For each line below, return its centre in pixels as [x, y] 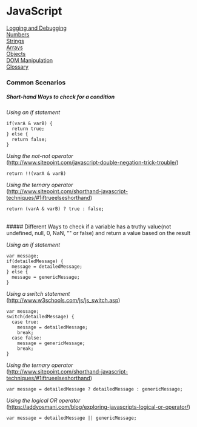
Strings [15, 41]
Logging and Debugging [36, 28]
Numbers [18, 34]
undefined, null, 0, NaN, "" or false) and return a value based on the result [98, 233]
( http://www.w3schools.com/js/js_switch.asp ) [63, 300]
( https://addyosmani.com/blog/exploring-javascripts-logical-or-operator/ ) [98, 407]
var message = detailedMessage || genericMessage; [72, 418]
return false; [29, 139]
